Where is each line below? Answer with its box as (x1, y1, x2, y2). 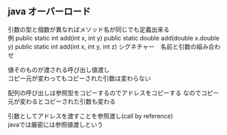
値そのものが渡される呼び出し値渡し (8, 65, 110, 73)
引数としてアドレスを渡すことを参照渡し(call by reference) (8, 112, 174, 120)
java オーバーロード (8, 5, 91, 18)
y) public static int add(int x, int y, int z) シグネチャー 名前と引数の (8, 42, 197, 51)
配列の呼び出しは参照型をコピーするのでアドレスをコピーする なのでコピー (8, 88, 219, 97)
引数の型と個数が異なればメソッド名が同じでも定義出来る (8, 25, 170, 34)
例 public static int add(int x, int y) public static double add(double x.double (8, 34, 219, 42)
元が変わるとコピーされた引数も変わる (8, 97, 116, 106)
